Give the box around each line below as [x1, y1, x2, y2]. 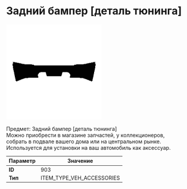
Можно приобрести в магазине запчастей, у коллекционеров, [6, 131, 165, 138]
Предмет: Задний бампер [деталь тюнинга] [6, 125, 117, 132]
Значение [67, 157, 93, 165]
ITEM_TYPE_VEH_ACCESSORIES [40, 174, 120, 181]
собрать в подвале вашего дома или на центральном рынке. [6, 138, 162, 145]
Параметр [8, 157, 36, 165]
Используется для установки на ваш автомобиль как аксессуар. [6, 144, 171, 151]
